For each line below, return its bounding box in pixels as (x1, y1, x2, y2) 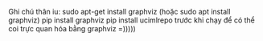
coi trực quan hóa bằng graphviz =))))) (8, 24, 137, 33)
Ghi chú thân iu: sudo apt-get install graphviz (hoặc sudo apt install (8, 7, 231, 16)
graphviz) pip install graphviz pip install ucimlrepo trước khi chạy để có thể (8, 15, 256, 25)
